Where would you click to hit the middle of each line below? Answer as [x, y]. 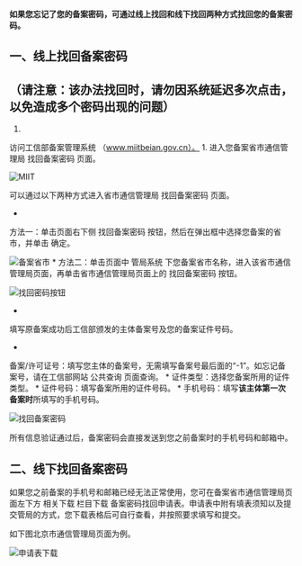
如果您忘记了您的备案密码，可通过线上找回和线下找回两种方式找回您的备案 [147, 14]
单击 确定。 [53, 243]
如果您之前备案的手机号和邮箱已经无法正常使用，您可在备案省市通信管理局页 [151, 492]
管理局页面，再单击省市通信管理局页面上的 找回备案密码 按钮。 [126, 274]
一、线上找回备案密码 [68, 56]
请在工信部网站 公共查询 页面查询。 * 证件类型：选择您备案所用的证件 [161, 377]
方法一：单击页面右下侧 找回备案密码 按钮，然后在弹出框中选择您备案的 [142, 232]
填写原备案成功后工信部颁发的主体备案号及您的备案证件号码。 [124, 329]
